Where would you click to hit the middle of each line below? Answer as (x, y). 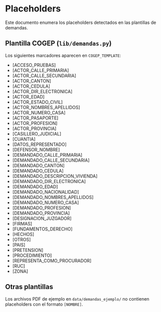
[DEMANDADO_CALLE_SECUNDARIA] (51, 160)
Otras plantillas (29, 287)
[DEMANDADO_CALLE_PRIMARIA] (47, 155)
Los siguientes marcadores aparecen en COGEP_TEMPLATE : (63, 55)
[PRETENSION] (28, 250)
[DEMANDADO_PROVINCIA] (41, 213)
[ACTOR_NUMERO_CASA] (39, 112)
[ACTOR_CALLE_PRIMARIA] (40, 70)
